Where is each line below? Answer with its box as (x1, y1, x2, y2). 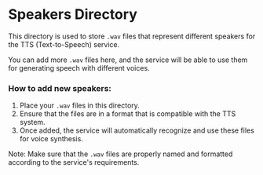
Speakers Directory (8, 5, 137, 24)
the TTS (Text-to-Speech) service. (8, 39, 120, 49)
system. (19, 118, 46, 127)
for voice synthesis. (19, 134, 84, 144)
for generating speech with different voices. (8, 63, 151, 72)
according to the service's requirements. (8, 158, 140, 167)
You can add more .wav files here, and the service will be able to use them (8, 55, 248, 64)
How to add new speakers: (8, 82, 112, 93)
